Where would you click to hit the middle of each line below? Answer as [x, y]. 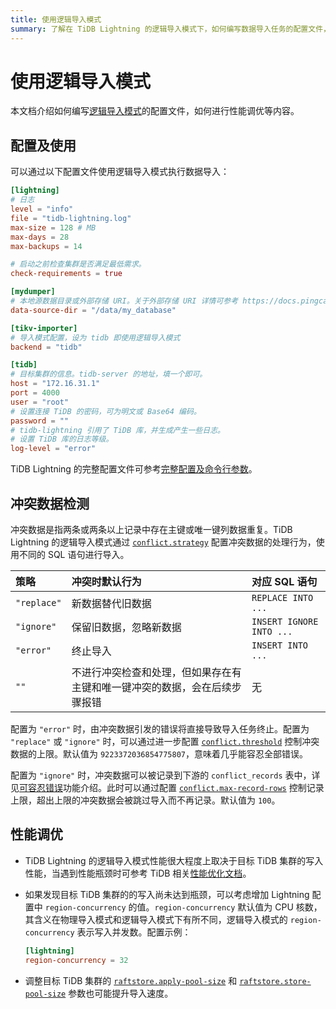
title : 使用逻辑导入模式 [56, 19]
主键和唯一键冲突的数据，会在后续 [151, 687]
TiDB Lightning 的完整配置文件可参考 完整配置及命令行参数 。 [134, 469]
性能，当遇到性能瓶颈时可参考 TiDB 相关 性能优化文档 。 [138, 873]
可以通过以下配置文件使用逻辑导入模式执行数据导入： [120, 172]
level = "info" [42, 209]
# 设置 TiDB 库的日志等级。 [62, 439]
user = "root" [40, 402]
